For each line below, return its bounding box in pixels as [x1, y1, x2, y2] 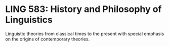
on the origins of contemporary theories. [5, 36, 90, 42]
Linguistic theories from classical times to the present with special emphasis [5, 30, 164, 36]
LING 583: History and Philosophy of [5, 3, 162, 15]
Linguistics [5, 14, 53, 25]
